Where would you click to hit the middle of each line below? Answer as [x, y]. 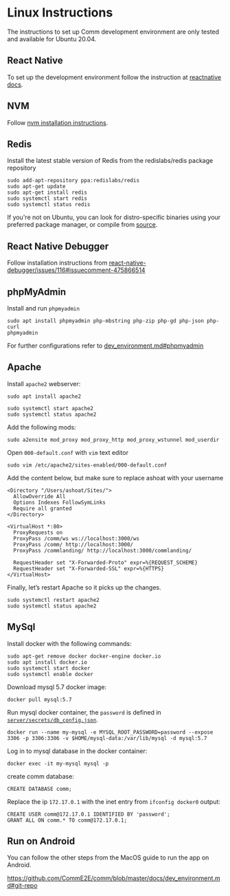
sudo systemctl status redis [49, 205]
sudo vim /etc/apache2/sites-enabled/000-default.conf [87, 465]
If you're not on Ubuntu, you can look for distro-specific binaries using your [114, 217]
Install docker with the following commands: [69, 643]
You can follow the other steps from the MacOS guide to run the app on [108, 858]
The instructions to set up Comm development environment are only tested [113, 32]
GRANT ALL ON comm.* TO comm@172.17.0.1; [67, 820]
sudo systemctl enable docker [50, 674]
